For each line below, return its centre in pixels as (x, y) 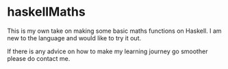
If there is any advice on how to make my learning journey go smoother (107, 51)
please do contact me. (39, 58)
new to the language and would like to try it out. (74, 38)
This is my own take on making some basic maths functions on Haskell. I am (114, 31)
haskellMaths (46, 12)
